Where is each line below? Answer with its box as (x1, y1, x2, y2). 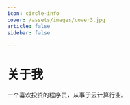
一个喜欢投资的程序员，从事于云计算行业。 (7, 91, 127, 100)
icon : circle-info (7, 10, 60, 17)
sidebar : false (7, 29, 51, 36)
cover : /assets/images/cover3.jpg (7, 16, 106, 23)
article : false (7, 23, 51, 30)
